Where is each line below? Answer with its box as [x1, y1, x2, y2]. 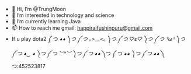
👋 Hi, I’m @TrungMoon [11, 6, 66, 12]
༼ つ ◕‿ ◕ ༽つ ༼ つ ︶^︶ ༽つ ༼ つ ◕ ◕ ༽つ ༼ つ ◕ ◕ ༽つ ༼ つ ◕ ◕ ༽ [11, 50, 165, 57]
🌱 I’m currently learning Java [11, 18, 81, 24]
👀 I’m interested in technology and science [11, 12, 114, 19]
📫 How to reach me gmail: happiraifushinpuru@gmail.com [11, 24, 153, 31]
